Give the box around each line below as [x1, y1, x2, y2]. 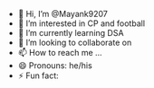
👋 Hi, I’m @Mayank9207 [17, 9, 109, 19]
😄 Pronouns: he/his [17, 60, 92, 71]
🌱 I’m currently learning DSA [17, 28, 124, 38]
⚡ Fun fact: [17, 70, 59, 81]
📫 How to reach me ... [17, 48, 102, 57]
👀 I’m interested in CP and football [17, 18, 146, 29]
